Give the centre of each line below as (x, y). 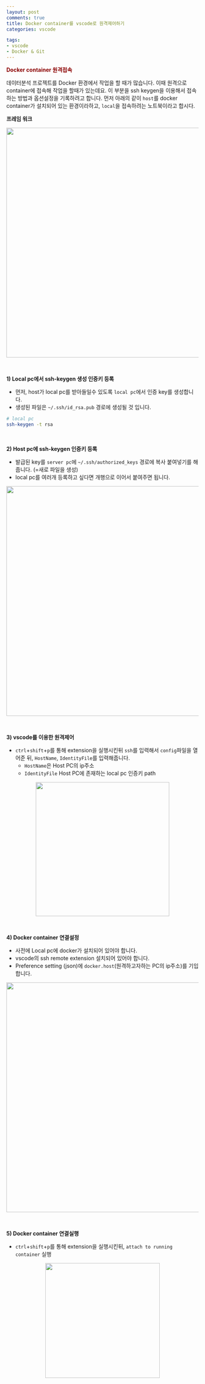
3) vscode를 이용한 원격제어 (40, 737)
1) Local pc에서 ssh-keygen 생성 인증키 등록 (60, 379)
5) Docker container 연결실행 (43, 1233)
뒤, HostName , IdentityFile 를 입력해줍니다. (78, 758)
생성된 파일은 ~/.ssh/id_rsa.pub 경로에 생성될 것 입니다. (83, 407)
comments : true (26, 18)
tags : (13, 40)
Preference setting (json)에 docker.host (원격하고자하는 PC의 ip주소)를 (101, 966)
